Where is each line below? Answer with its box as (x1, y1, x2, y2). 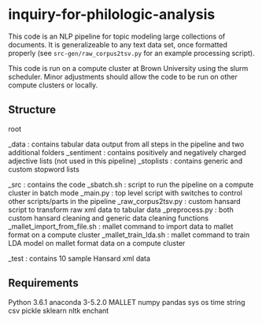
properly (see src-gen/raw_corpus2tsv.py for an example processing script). (8, 48, 255, 58)
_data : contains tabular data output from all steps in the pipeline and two (8, 139, 245, 149)
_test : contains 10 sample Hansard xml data (8, 254, 151, 263)
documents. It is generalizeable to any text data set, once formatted (8, 39, 228, 49)
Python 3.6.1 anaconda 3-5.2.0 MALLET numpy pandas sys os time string (8, 297, 245, 306)
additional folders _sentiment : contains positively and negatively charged (8, 147, 246, 157)
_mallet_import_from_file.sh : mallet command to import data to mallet (8, 221, 234, 231)
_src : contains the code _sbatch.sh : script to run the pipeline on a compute (8, 180, 254, 189)
